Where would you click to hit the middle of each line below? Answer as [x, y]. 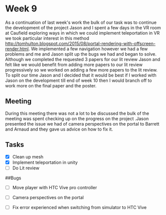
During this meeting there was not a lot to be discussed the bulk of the [77, 113]
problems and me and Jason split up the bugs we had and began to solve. [81, 54]
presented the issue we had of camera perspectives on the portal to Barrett [82, 124]
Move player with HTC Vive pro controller [55, 187]
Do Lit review [26, 168]
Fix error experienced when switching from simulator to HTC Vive [79, 207]
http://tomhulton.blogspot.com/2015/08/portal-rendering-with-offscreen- [80, 43]
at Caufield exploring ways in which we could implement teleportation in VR [83, 33]
